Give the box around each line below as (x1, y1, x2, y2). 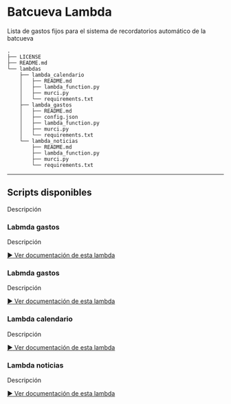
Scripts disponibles (7, 187, 92, 199)
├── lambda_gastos (19, 101, 72, 109)
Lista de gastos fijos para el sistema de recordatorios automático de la (7, 27, 206, 35)
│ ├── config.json (19, 113, 78, 120)
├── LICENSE (7, 53, 41, 60)
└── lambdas (7, 65, 41, 72)
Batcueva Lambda (7, 4, 112, 20)
